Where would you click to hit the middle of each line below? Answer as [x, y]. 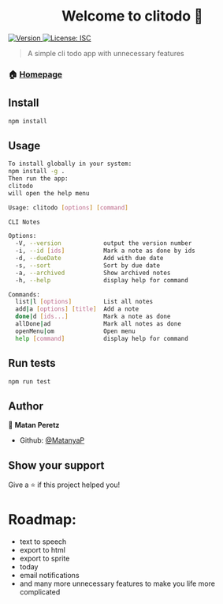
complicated [40, 591]
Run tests [32, 363]
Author [26, 406]
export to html [42, 549]
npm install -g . [37, 172]
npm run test [30, 381]
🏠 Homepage [35, 74]
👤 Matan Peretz [34, 425]
